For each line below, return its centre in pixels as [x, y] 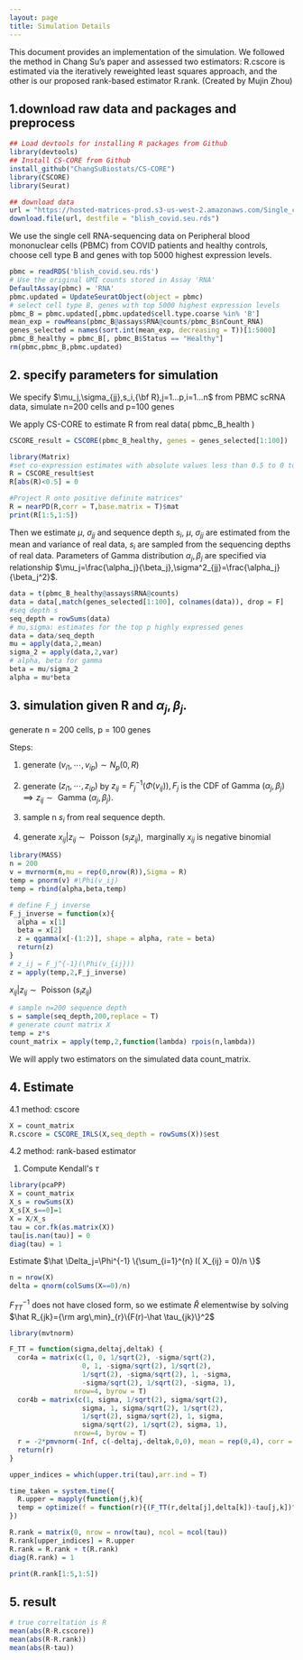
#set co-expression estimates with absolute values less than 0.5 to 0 [147, 466]
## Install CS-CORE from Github [70, 161]
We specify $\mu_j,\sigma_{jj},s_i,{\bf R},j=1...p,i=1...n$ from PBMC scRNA [147, 397]
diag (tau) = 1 [36, 1244]
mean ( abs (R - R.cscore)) [52, 1631]
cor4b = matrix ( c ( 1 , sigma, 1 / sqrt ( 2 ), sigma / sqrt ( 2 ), [123, 1399]
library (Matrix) [40, 456]
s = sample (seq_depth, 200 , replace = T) [84, 1017]
